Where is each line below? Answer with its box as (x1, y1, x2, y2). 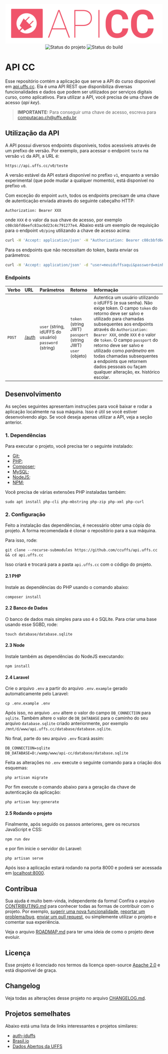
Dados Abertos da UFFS (12, 1043, 62, 1049)
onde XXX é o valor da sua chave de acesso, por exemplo (5, 217, 122, 223)
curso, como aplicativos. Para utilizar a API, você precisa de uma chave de (5, 94, 159, 100)
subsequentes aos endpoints (93, 321, 153, 327)
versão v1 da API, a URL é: (5, 153, 59, 159)
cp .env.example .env (5, 701, 50, 706)
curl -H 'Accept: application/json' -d (5, 262, 88, 267)
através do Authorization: (93, 326, 148, 332)
